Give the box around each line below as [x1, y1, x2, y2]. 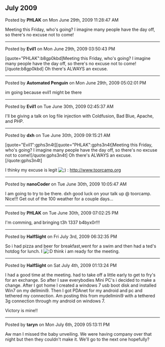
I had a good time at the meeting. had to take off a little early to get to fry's [5, 272, 156, 278]
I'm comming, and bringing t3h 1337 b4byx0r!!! [5, 219, 100, 225]
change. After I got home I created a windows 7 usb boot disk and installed [5, 282, 157, 288]
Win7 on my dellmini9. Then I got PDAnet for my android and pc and [5, 287, 143, 294]
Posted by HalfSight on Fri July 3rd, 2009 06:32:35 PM [5, 233, 117, 240]
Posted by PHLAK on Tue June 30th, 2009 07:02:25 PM [5, 210, 119, 215]
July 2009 [5, 4, 38, 12]
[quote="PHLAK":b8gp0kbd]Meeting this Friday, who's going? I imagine [5, 55, 151, 61]
